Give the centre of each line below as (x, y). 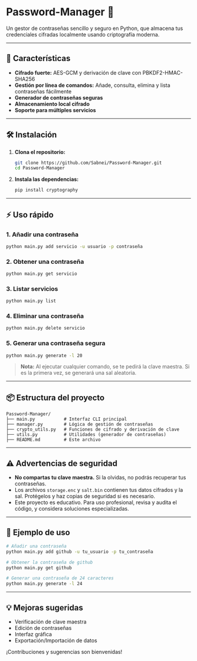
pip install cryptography (46, 190)
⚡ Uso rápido (30, 215)
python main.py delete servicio (45, 328)
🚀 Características (38, 58)
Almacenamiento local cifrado (52, 104)
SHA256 (25, 79)
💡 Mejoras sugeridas (45, 608)
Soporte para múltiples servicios (55, 110)
